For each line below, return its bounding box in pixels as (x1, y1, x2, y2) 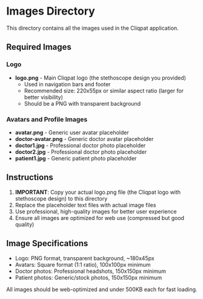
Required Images (6, 42, 72, 52)
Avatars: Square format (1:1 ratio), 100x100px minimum (15, 261, 151, 268)
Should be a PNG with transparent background (24, 100, 141, 107)
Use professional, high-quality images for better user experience (15, 208, 177, 215)
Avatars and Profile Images (6, 115, 88, 123)
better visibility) (24, 93, 64, 101)
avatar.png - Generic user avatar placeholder (15, 129, 129, 136)
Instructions (6, 172, 53, 183)
